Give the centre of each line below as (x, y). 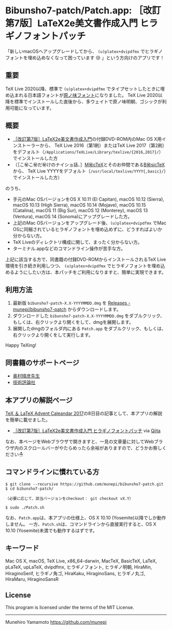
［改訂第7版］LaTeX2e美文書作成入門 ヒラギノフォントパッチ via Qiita (87, 430)
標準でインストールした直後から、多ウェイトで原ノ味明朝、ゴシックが (88, 101)
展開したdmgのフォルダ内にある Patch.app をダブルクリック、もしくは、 (89, 329)
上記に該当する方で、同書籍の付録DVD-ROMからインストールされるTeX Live (86, 259)
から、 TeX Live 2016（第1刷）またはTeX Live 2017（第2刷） (102, 145)
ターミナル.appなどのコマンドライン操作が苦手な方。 (69, 248)
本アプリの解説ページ (39, 400)
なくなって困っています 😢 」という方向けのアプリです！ (105, 57)
